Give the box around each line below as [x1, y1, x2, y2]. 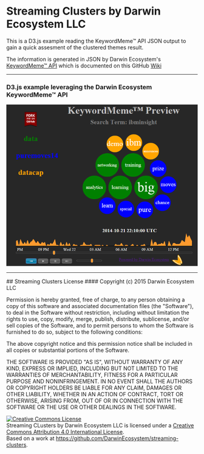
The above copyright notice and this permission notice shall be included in [6, 340, 192, 348]
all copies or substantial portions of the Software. [6, 346, 129, 354]
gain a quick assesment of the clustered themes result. [6, 44, 144, 51]
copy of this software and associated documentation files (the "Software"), [6, 303, 194, 310]
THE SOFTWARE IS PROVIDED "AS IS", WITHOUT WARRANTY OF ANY [6, 359, 183, 366]
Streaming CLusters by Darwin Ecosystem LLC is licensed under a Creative [6, 422, 194, 429]
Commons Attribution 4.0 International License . [6, 428, 124, 436]
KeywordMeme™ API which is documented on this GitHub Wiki [6, 62, 162, 69]
